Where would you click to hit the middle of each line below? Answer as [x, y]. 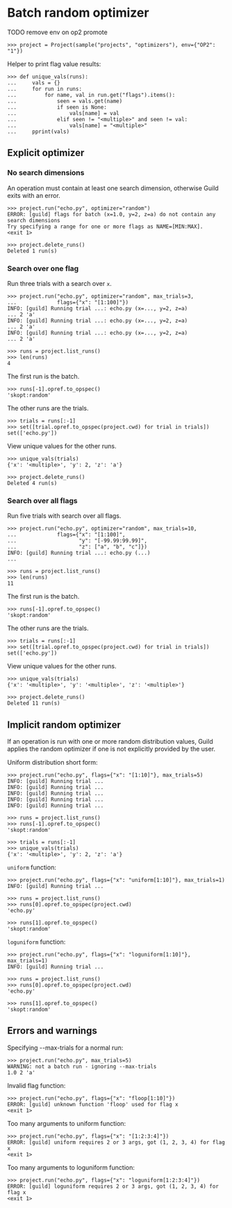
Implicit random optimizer [64, 725]
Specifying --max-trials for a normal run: [65, 1048]
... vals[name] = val [63, 113]
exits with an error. [34, 195]
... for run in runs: [44, 89]
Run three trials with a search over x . [60, 283]
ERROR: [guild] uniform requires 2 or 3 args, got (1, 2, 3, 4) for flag [116, 1142]
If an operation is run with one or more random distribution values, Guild [110, 742]
